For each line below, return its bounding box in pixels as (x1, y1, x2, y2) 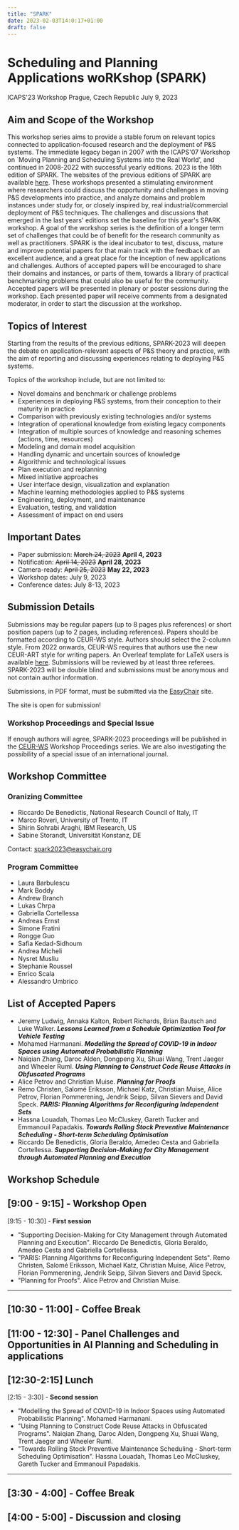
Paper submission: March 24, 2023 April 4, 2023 (17, 550, 162, 558)
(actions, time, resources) (17, 434, 94, 443)
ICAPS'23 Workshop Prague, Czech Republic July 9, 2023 (7, 93, 178, 102)
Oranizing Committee (7, 792, 83, 802)
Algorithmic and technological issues (17, 457, 127, 466)
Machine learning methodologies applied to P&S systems (17, 488, 185, 496)
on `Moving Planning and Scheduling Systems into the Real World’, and (7, 155, 215, 164)
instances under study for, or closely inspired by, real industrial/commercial (7, 201, 228, 210)
